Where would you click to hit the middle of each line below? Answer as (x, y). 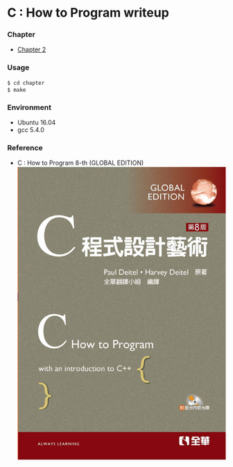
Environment (29, 107)
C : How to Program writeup (88, 13)
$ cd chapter (26, 83)
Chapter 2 (32, 49)
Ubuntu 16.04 (36, 122)
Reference (25, 148)
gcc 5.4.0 (31, 130)
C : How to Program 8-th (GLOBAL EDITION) (80, 163)
